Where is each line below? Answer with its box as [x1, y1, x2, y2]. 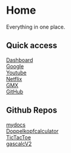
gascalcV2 [6, 140, 32, 147]
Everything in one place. [6, 23, 66, 30]
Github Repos [6, 105, 57, 115]
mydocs [6, 121, 26, 128]
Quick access [6, 40, 57, 51]
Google [6, 63, 24, 70]
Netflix [6, 75, 22, 82]
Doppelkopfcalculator [6, 127, 59, 135]
